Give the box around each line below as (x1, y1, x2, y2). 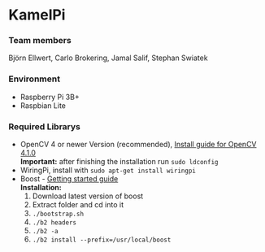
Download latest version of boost (32, 191, 144, 201)
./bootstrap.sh (32, 210, 84, 219)
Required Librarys (8, 120, 81, 132)
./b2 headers (32, 219, 77, 227)
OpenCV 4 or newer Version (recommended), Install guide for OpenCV (20, 140, 258, 150)
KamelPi (8, 6, 66, 24)
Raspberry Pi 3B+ (20, 92, 80, 102)
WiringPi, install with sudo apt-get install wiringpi (20, 165, 197, 176)
